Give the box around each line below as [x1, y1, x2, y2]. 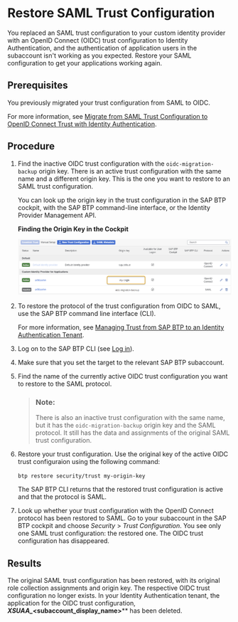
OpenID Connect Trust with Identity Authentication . [7, 120, 157, 128]
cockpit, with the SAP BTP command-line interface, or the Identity [17, 203, 211, 211]
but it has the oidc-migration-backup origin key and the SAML [35, 421, 216, 430]
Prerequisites [7, 80, 68, 92]
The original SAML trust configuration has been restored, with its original [7, 576, 220, 584]
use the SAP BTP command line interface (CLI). [17, 309, 156, 317]
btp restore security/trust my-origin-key [17, 473, 146, 480]
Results [7, 557, 42, 569]
